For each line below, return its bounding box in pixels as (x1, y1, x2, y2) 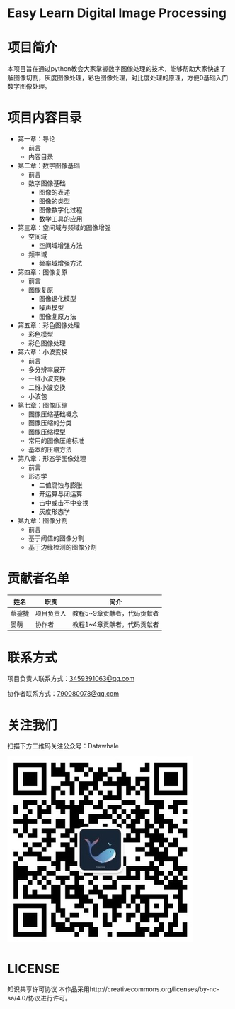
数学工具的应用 (38, 214, 83, 223)
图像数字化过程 (38, 206, 83, 214)
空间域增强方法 (38, 241, 83, 250)
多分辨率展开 (28, 366, 66, 374)
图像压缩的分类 (28, 419, 72, 427)
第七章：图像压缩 (17, 401, 68, 410)
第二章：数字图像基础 (17, 161, 80, 170)
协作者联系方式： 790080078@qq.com (7, 689, 119, 698)
